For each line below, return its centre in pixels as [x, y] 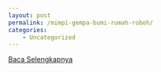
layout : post [30, 15]
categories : [28, 30]
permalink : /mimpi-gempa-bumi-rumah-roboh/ [81, 23]
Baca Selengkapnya [41, 59]
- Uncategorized [49, 37]
